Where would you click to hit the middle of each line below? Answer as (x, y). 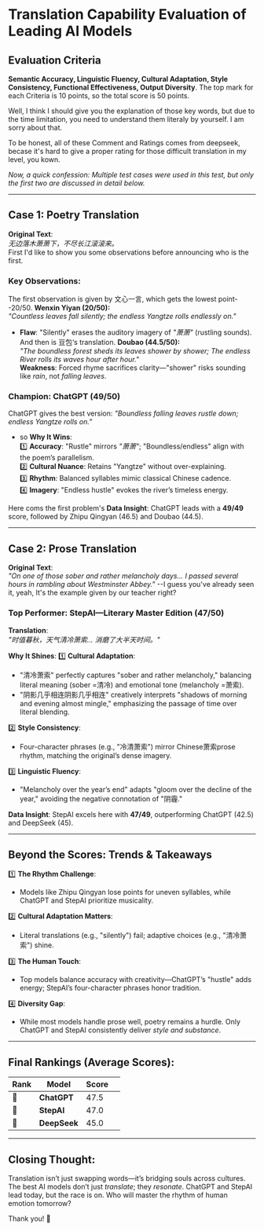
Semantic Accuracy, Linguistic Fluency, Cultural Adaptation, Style (118, 79)
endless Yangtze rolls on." (50, 422)
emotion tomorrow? (40, 1203)
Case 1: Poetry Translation (74, 215)
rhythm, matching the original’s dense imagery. (95, 755)
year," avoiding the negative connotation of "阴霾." (101, 798)
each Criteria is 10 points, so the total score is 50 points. (99, 95)
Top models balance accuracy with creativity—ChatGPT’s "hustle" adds (136, 980)
